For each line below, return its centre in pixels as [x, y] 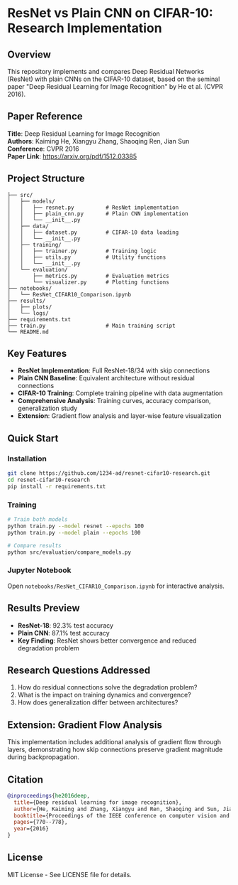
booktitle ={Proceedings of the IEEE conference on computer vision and [122, 815]
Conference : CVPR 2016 [43, 149]
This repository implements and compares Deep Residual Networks [106, 71]
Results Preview [44, 608]
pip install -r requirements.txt [57, 486]
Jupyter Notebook [39, 570]
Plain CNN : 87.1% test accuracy [63, 633]
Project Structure [46, 179]
